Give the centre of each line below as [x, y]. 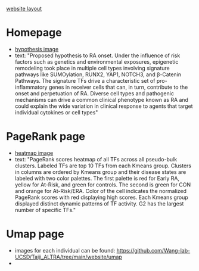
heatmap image [34, 153]
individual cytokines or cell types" [56, 112]
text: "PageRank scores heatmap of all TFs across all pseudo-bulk [96, 159]
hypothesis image [37, 49]
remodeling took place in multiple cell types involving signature [92, 68]
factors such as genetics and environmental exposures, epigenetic [97, 61]
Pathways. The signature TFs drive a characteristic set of [85, 80]
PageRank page [46, 137]
